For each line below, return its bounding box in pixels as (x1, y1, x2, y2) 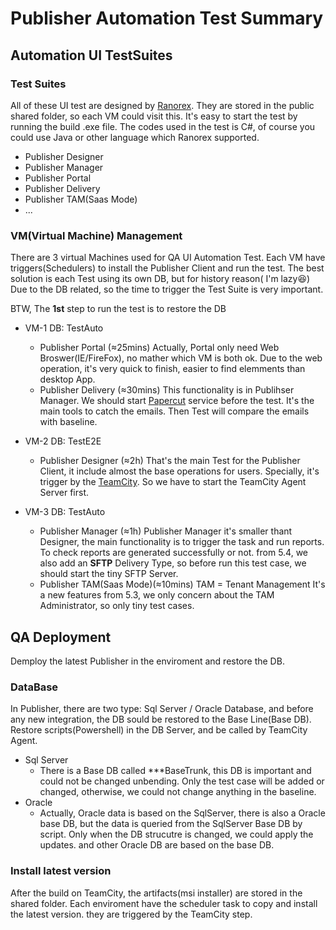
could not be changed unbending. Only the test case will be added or (39, 775, 325, 787)
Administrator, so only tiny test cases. (39, 600, 195, 612)
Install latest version (10, 864, 112, 878)
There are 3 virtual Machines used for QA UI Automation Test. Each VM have (10, 252, 326, 264)
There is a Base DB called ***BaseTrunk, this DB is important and (39, 765, 312, 777)
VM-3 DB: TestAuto (24, 506, 106, 518)
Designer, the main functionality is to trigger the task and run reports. (39, 536, 325, 548)
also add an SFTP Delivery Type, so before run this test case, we (39, 557, 307, 569)
